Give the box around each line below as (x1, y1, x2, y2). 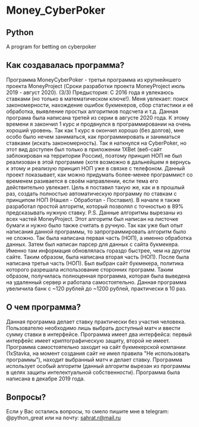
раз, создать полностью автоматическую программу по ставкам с (6, 190, 177, 197)
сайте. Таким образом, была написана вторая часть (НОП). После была (6, 253, 189, 260)
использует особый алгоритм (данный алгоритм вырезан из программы (6, 362, 191, 369)
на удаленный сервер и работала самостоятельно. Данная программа (6, 278, 187, 286)
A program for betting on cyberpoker (6, 43, 97, 50)
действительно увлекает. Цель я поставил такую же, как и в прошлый (6, 183, 185, 191)
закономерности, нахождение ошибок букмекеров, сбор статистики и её (6, 101, 194, 108)
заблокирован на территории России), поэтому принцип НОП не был (6, 152, 182, 159)
